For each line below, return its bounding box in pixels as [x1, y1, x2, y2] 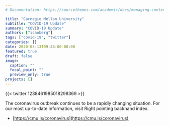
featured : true [5, 48, 37, 54]
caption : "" [10, 63, 35, 68]
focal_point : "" [10, 67, 44, 72]
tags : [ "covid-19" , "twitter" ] [5, 35, 71, 40]
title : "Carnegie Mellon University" [5, 16, 84, 21]
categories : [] [5, 39, 37, 45]
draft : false [5, 53, 33, 58]
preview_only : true [10, 72, 51, 77]
